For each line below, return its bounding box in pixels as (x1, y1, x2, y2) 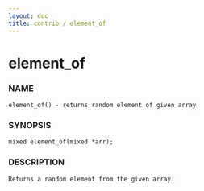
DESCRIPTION (8, 156, 65, 168)
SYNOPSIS (8, 119, 52, 131)
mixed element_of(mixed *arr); (8, 138, 114, 146)
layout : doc (8, 11, 48, 20)
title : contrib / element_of (8, 19, 106, 27)
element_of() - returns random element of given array (8, 101, 197, 109)
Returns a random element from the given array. (8, 175, 175, 183)
